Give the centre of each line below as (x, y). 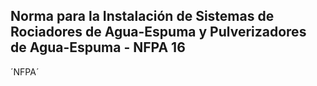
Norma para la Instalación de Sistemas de (142, 16)
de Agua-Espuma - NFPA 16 (98, 47)
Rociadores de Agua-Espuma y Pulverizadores (158, 32)
